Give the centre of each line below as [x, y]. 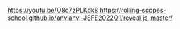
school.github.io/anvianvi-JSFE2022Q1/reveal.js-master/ [90, 18]
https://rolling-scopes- [133, 10]
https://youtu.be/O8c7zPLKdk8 [53, 10]
